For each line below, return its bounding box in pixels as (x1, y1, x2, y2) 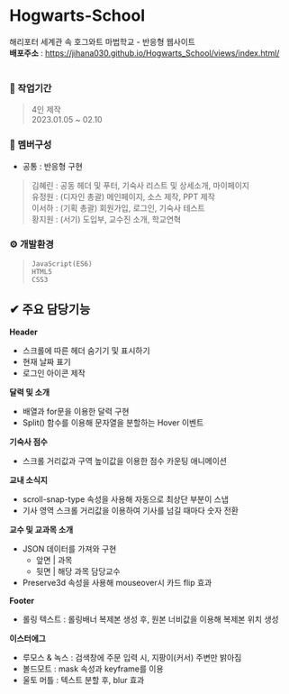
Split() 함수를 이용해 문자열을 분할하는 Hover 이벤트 (22, 416, 204, 428)
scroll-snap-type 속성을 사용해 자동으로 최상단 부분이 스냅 (22, 493, 230, 505)
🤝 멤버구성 (9, 139, 52, 151)
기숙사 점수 (9, 436, 48, 447)
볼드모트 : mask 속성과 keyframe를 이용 (22, 663, 164, 674)
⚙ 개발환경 (9, 238, 54, 251)
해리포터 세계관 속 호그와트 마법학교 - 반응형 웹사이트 (9, 36, 196, 47)
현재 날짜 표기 (22, 356, 71, 367)
